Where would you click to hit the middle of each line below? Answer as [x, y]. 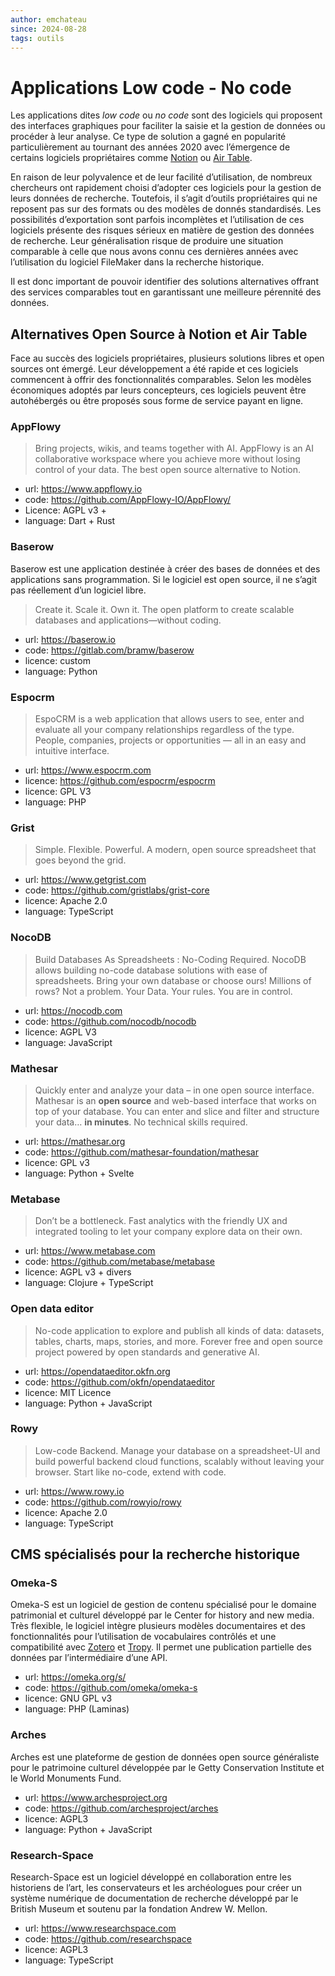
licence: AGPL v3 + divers [78, 1272]
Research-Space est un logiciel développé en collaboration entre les [151, 1877]
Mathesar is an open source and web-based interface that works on [175, 1100]
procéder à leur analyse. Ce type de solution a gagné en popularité [148, 137]
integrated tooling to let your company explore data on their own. [168, 1232]
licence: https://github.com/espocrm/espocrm [120, 781]
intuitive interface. [72, 751]
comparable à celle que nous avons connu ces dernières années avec [154, 252]
